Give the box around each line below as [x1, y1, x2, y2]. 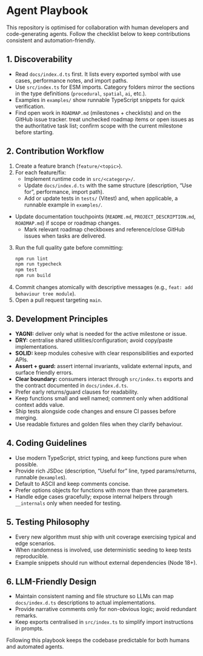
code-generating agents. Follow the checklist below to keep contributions [6, 30, 191, 37]
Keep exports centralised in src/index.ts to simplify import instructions [15, 618, 194, 626]
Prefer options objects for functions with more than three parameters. [15, 487, 189, 494]
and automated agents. [6, 643, 64, 651]
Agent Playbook [6, 4, 88, 18]
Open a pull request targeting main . [15, 296, 102, 304]
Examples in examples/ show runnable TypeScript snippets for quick [15, 96, 185, 103]
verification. [15, 103, 45, 110]
